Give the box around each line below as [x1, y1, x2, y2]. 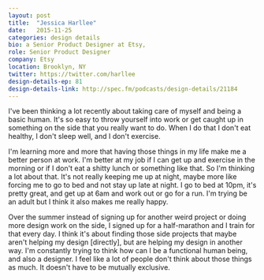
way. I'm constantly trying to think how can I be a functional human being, [8, 246, 248, 256]
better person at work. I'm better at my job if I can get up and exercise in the [8, 155, 256, 165]
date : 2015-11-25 [8, 26, 73, 34]
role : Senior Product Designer [8, 48, 111, 56]
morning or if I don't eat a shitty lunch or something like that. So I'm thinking [8, 163, 255, 174]
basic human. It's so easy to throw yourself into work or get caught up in [8, 115, 244, 125]
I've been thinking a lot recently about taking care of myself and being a [8, 106, 242, 116]
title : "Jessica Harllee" [8, 19, 97, 27]
